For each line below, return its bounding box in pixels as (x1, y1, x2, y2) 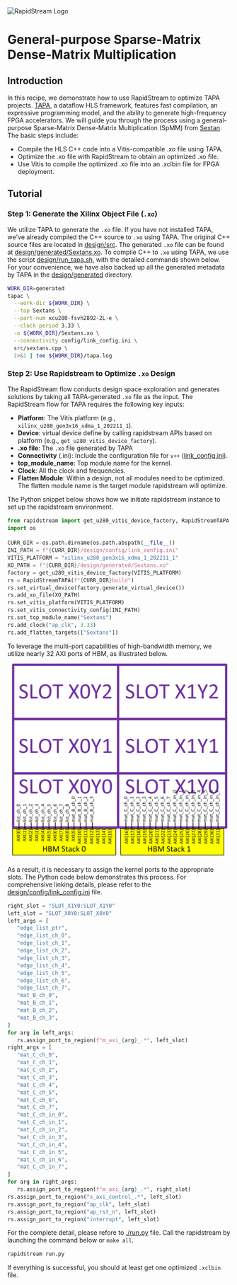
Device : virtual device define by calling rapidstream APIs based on (17, 428, 212, 437)
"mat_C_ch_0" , (16, 1051, 59, 1059)
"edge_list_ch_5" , (16, 969, 71, 976)
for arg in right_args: (7, 1178, 78, 1186)
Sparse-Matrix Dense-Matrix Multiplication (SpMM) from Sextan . (33, 124, 222, 132)
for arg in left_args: (7, 1029, 74, 1036)
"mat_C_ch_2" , (16, 1066, 59, 1073)
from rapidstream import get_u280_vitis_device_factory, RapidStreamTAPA (7, 517, 230, 524)
